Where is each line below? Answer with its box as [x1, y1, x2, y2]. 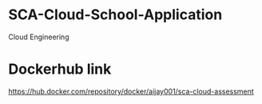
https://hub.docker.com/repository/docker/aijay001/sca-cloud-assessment [8, 86, 254, 96]
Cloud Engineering [8, 32, 69, 42]
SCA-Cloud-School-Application [8, 6, 223, 24]
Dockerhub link [8, 60, 112, 78]
